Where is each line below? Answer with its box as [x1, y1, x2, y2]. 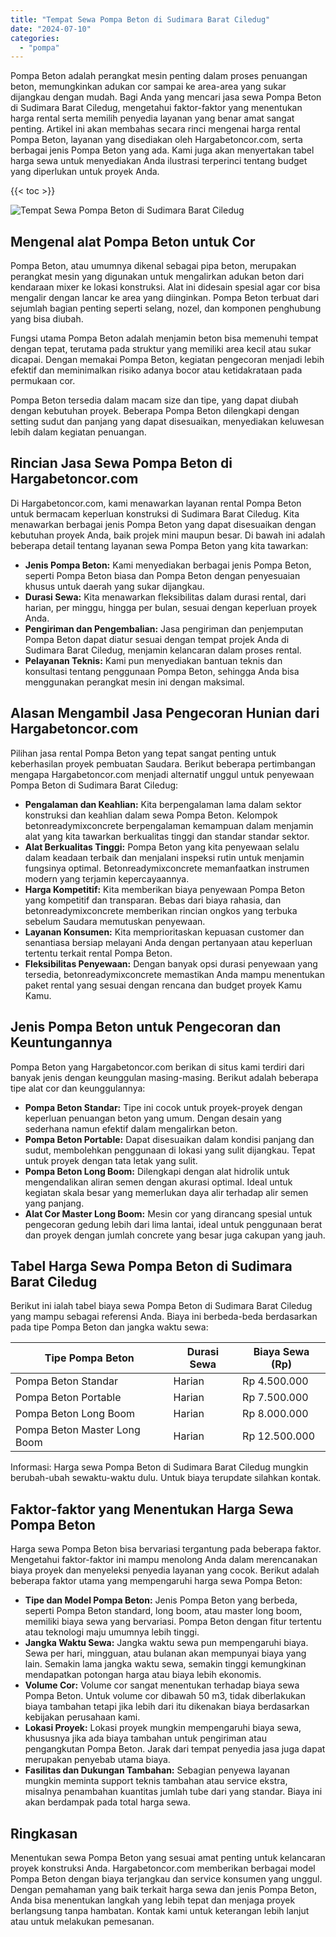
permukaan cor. [10, 375, 76, 387]
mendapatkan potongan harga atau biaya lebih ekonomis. [24, 1669, 262, 1681]
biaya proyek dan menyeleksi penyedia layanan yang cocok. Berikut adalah [10, 1564, 320, 1576]
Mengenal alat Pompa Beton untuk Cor [10, 233, 256, 250]
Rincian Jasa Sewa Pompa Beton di [10, 455, 233, 472]
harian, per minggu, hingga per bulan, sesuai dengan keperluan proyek [24, 601, 318, 613]
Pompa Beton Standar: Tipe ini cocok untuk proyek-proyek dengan [24, 1101, 303, 1113]
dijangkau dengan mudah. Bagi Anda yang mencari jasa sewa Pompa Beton [10, 91, 322, 103]
